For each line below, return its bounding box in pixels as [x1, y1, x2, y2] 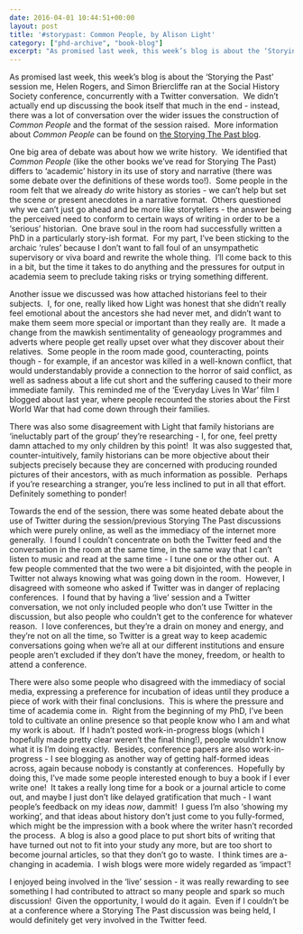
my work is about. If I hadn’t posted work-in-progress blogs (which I [9, 725, 264, 735]
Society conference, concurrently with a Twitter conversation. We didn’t [9, 91, 279, 102]
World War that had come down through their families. [9, 403, 210, 415]
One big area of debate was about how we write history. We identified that [9, 146, 288, 158]
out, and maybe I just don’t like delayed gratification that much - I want [9, 791, 272, 803]
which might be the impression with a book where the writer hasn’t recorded [9, 820, 293, 831]
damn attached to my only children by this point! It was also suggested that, [9, 440, 293, 451]
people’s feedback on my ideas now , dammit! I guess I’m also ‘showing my [9, 801, 289, 812]
